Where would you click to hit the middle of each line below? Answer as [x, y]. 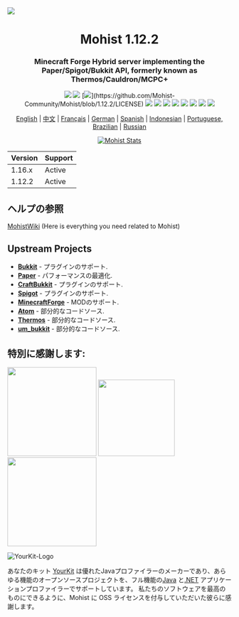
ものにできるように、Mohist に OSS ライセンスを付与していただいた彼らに [116, 597]
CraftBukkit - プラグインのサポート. [70, 284]
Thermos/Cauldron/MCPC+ [119, 80]
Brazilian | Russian [119, 127]
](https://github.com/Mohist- [133, 96]
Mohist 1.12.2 [119, 39]
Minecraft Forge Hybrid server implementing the [119, 62]
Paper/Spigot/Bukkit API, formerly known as [119, 70]
